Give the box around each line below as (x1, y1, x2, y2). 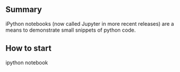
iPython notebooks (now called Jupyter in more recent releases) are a (5, 20, 174, 27)
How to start (5, 43, 52, 53)
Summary (5, 5, 42, 15)
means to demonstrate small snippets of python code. (5, 26, 136, 33)
